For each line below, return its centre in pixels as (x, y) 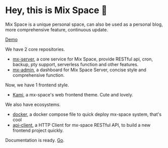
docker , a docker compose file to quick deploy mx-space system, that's (87, 114)
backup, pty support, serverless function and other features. (75, 64)
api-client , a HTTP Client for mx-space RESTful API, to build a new (81, 125)
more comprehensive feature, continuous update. (57, 29)
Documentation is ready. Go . (35, 140)
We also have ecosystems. (33, 104)
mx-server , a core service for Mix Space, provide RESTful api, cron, (82, 59)
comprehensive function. (38, 75)
